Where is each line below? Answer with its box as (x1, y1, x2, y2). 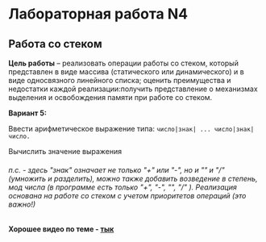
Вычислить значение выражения (8, 147, 123, 156)
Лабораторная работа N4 (8, 5, 189, 23)
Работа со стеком (8, 37, 102, 51)
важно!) (8, 199, 36, 209)
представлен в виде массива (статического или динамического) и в (8, 67, 244, 77)
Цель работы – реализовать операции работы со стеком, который (8, 58, 239, 68)
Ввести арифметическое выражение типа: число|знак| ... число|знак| (8, 124, 255, 133)
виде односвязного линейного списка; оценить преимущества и (8, 76, 231, 85)
